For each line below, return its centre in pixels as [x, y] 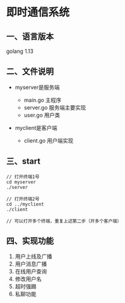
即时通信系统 [38, 12]
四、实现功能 [30, 241]
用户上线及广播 [33, 257]
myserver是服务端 [37, 87]
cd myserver [21, 182]
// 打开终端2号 [23, 199]
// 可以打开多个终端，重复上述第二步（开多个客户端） [64, 221]
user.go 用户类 [42, 115]
